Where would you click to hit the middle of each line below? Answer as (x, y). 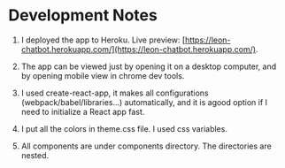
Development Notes (83, 15)
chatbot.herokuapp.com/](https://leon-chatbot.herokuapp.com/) (139, 49)
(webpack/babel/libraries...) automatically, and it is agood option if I (144, 102)
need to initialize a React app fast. (83, 111)
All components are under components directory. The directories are (146, 146)
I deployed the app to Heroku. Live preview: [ (103, 40)
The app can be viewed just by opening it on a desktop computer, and (148, 66)
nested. (35, 155)
